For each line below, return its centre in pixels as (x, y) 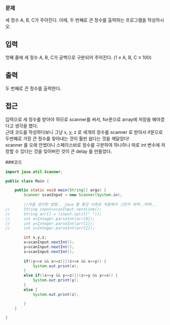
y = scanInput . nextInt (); (49, 247)
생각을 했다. (26, 126)
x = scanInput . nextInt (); (49, 242)
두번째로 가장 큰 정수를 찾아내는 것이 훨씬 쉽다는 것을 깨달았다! (67, 138)
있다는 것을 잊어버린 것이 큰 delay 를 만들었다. (66, 151)
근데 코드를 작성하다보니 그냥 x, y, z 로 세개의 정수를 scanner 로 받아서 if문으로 (84, 132)
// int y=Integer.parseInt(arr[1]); (50, 223)
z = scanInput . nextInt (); (49, 251)
